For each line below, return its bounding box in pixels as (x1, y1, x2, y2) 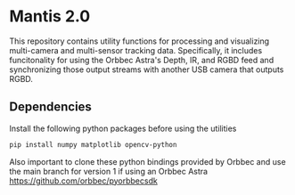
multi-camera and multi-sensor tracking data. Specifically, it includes (9, 45, 263, 55)
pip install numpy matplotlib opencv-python (9, 140, 177, 149)
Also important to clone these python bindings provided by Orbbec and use (9, 156, 287, 167)
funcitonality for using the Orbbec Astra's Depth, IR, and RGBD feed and (9, 54, 275, 65)
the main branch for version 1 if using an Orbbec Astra (9, 166, 208, 176)
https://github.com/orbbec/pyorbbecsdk (9, 175, 158, 186)
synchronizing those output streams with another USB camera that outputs (9, 64, 284, 75)
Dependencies (9, 100, 92, 115)
